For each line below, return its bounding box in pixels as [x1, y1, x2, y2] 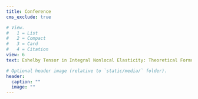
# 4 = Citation [6, 46, 49, 53]
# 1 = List [6, 30, 38, 36]
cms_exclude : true [6, 14, 51, 20]
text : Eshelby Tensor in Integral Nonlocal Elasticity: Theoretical [6, 57, 178, 63]
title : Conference [6, 8, 51, 15]
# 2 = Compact [6, 36, 46, 42]
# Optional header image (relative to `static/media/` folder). [6, 68, 167, 74]
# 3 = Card [6, 41, 38, 47]
